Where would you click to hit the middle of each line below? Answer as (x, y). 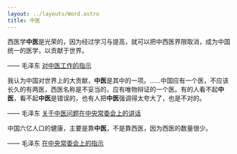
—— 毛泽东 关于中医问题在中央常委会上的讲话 (74, 113)
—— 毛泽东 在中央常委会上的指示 (56, 143)
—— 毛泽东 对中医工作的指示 (50, 65)
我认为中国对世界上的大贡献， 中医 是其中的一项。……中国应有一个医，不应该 (118, 80)
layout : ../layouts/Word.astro (53, 14)
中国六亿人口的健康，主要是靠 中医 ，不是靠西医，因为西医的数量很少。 (110, 128)
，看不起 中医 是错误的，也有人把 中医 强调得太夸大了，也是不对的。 (110, 98)
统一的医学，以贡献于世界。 (48, 50)
